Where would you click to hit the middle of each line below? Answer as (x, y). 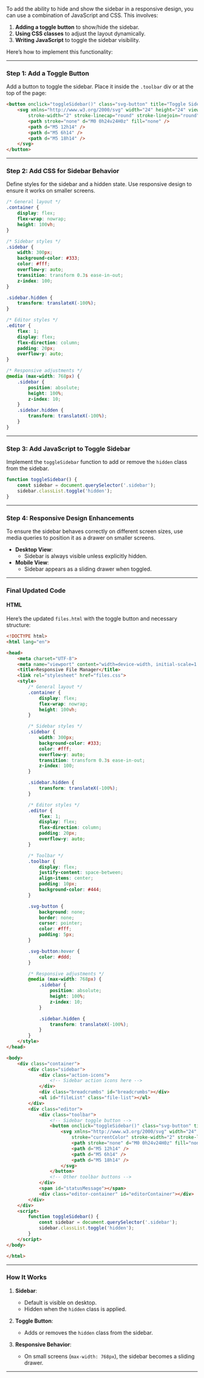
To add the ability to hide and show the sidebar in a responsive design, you (100, 9)
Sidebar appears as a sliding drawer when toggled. (88, 569)
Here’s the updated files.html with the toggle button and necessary (92, 619)
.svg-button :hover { (54, 951)
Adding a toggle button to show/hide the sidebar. (77, 27)
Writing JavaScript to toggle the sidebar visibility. (77, 40)
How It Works (27, 1277)
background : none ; (62, 912)
